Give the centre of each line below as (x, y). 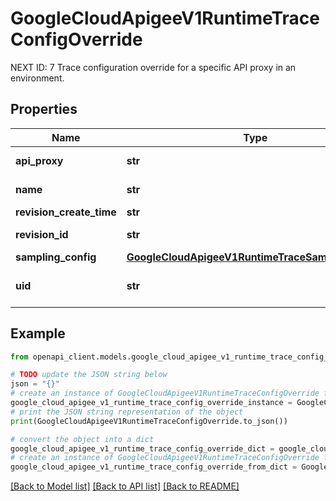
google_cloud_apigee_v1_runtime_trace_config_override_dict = (142, 448)
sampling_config (56, 257)
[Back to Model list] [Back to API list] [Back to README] (125, 486)
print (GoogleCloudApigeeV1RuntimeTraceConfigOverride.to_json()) (149, 421)
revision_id (42, 234)
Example (38, 333)
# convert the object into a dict (82, 439)
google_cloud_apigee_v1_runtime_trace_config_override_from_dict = (154, 467)
